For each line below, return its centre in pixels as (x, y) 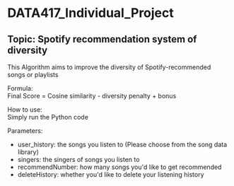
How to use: (25, 110)
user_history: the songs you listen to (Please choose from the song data (122, 144)
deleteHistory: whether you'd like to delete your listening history (111, 174)
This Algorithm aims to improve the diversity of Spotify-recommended (109, 67)
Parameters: (25, 131)
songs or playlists (33, 75)
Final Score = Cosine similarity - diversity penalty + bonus (92, 96)
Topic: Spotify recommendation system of (102, 39)
